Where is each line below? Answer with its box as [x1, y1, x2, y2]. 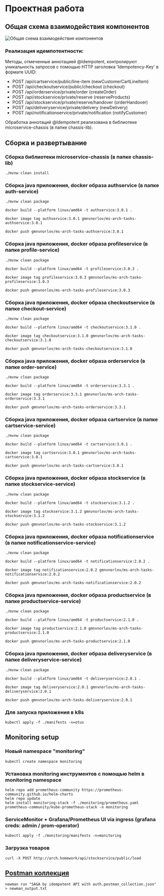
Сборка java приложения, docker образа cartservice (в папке [5, 416, 158, 423]
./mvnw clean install [5, 170, 49, 175]
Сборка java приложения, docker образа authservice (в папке [5, 182, 159, 189]
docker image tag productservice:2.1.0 [5, 626, 87, 631]
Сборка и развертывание [5, 139, 87, 147]
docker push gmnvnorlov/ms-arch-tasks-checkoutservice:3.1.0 [5, 346, 133, 351]
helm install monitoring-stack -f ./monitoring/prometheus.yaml [5, 800, 139, 805]
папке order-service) [5, 363, 57, 370]
